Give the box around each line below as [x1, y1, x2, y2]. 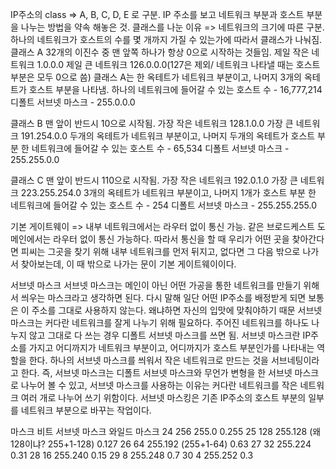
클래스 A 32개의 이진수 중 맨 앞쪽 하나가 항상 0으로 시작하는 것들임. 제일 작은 [10, 46, 310, 58]
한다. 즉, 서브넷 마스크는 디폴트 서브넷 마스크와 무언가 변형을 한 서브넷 [20, 367, 293, 378]
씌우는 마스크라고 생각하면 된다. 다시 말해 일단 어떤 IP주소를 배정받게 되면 [20, 292, 307, 303]
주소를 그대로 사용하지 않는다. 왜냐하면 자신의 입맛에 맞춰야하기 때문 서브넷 [31, 304, 323, 316]
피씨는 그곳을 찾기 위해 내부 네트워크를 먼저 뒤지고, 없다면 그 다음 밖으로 [20, 246, 301, 257]
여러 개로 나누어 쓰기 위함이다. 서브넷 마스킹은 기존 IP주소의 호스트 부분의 [20, 392, 307, 403]
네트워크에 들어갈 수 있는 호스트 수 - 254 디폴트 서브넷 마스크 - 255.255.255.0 [10, 199, 318, 211]
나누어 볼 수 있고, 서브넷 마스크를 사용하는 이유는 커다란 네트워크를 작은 [20, 379, 298, 391]
